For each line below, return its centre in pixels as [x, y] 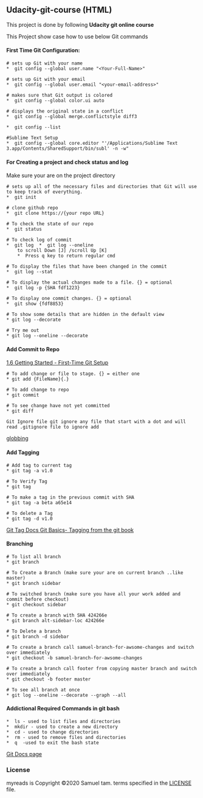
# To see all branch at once [43, 690]
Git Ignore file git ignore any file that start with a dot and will [96, 422]
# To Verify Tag [27, 481]
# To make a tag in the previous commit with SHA [71, 497]
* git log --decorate [34, 320]
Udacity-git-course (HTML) [59, 10]
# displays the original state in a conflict [65, 111]
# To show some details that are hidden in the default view [85, 315]
